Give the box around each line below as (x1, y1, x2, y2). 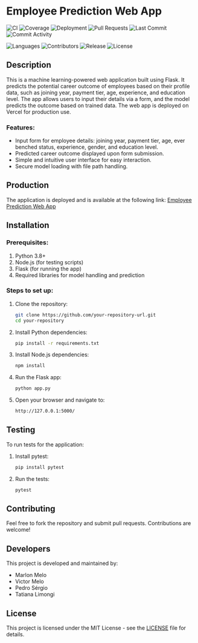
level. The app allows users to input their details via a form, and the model (6, 95, 190, 102)
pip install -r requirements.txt (14, 340, 100, 346)
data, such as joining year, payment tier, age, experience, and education (6, 89, 186, 96)
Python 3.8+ (14, 252, 46, 259)
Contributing (6, 504, 56, 514)
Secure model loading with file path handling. (14, 163, 128, 170)
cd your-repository (14, 318, 65, 324)
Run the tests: (14, 475, 50, 482)
